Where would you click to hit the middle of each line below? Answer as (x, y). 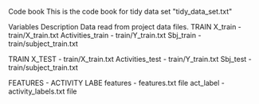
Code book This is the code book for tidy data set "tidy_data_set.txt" (120, 12)
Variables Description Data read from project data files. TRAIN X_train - (125, 27)
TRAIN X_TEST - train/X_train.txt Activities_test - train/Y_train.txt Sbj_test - (130, 59)
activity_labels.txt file (43, 91)
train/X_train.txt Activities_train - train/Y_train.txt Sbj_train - (105, 35)
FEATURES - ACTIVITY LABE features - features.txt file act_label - (117, 83)
